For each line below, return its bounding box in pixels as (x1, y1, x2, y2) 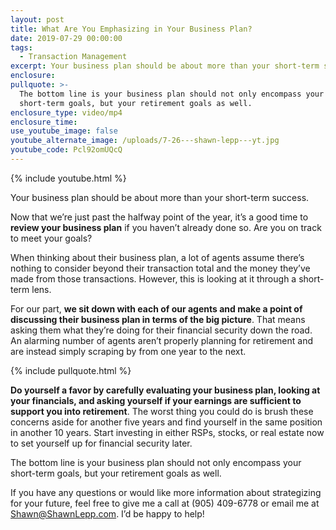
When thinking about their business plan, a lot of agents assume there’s (10, 251, 305, 263)
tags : (10, 42, 33, 53)
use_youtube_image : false (10, 126, 118, 136)
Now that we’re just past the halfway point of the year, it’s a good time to (10, 211, 309, 223)
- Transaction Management (19, 52, 128, 62)
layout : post (10, 14, 65, 25)
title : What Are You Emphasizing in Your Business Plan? (10, 24, 253, 34)
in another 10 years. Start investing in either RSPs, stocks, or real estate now (10, 426, 325, 438)
